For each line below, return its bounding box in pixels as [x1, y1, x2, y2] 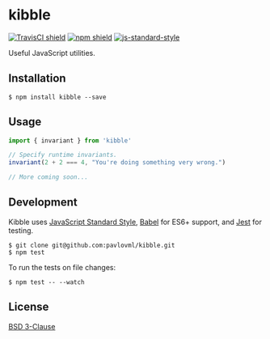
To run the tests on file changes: [8, 262, 116, 272]
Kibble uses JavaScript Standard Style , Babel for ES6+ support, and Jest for [8, 217, 263, 227]
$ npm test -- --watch [8, 278, 85, 286]
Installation [8, 71, 66, 86]
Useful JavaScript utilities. [8, 48, 95, 57]
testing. [8, 225, 34, 235]
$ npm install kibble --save [8, 93, 107, 101]
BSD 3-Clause [8, 321, 56, 331]
